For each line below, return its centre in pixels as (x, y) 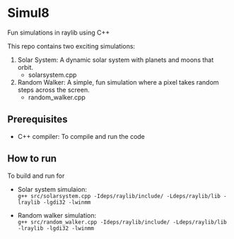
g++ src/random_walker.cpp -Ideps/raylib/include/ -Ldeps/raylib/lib (122, 222)
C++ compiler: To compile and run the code (81, 136)
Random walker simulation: (57, 215)
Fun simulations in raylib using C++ (59, 32)
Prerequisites (37, 119)
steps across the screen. (53, 90)
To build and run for (36, 176)
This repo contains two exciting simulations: (71, 46)
